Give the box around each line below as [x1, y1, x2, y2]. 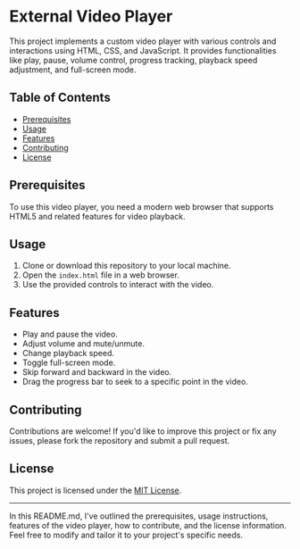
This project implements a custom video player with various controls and [9, 36, 277, 46]
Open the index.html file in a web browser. [21, 270, 180, 280]
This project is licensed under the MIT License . [9, 485, 182, 495]
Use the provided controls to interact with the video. [21, 279, 214, 290]
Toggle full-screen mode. [21, 357, 116, 368]
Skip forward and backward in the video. [21, 367, 172, 378]
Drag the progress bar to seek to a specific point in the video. [21, 377, 248, 387]
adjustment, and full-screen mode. [9, 64, 137, 75]
